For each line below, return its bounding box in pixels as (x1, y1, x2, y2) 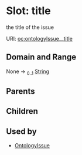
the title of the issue (6, 24, 54, 31)
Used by (6, 126, 37, 136)
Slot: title (6, 4, 51, 18)
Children (6, 106, 38, 116)
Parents (6, 86, 35, 96)
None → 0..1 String (6, 68, 50, 76)
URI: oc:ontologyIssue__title (6, 35, 73, 42)
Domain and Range (6, 52, 77, 62)
